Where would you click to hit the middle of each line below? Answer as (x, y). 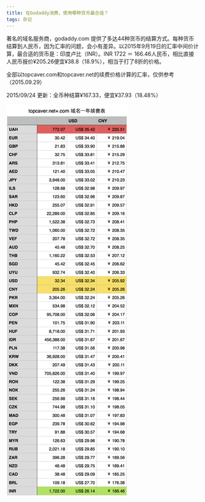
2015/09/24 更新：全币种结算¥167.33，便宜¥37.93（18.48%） (84, 95)
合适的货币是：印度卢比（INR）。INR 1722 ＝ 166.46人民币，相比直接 (108, 54)
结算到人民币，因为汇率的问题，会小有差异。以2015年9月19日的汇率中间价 (100, 46)
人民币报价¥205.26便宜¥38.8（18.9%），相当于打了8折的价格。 (86, 61)
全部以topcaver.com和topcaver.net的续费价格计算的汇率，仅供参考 (90, 74)
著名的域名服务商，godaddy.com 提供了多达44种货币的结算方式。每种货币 (100, 38)
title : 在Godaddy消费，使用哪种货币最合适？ (58, 13)
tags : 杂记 (19, 19)
